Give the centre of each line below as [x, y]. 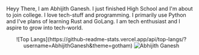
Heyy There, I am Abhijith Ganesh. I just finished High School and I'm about [99, 9]
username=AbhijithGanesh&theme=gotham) [78, 45]
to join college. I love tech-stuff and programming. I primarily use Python [96, 15]
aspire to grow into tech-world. [45, 27]
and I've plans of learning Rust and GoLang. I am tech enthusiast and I [93, 21]
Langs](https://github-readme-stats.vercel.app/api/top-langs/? [109, 39]
